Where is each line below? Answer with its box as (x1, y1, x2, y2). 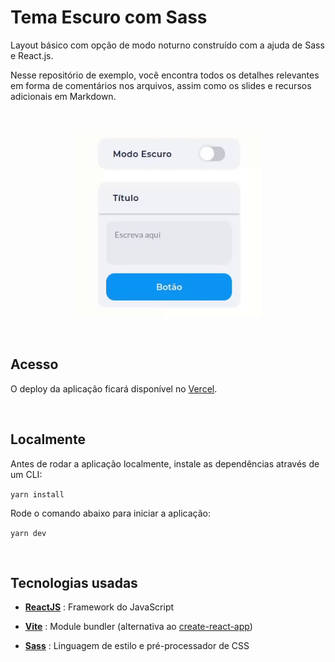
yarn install (10, 489, 65, 500)
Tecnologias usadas (10, 574, 138, 591)
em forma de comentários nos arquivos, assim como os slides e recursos (10, 79, 312, 91)
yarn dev (10, 528, 47, 538)
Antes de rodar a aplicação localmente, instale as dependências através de (10, 457, 320, 470)
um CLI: (10, 468, 43, 480)
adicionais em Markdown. (10, 90, 117, 102)
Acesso (10, 356, 59, 373)
